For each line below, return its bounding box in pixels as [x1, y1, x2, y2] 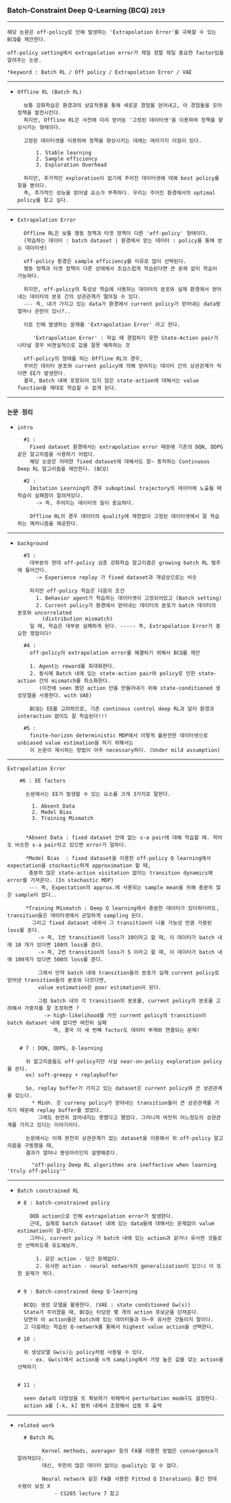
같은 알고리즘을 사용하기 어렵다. [16, 451, 96, 458]
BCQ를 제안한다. [7, 37, 47, 43]
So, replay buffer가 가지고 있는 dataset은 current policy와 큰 [25, 1085, 201, 1092]
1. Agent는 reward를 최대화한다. [30, 662, 115, 670]
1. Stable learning [35, 150, 91, 156]
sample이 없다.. [14, 891, 57, 898]
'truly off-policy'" [7, 1167, 67, 1174]
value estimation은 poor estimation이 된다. [37, 984, 162, 991]
